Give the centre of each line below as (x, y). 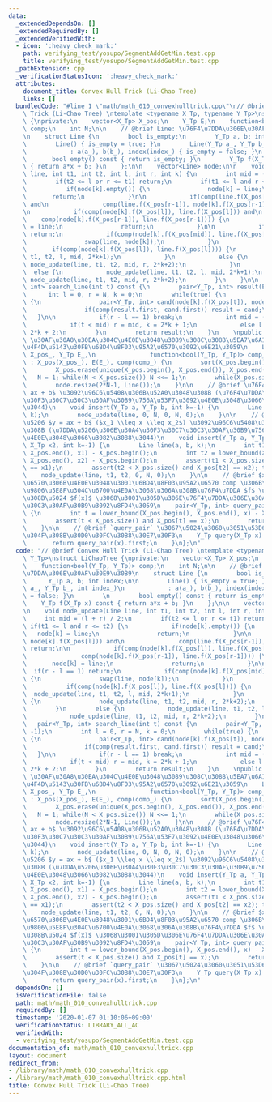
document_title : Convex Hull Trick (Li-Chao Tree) (110, 91)
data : (17, 16)
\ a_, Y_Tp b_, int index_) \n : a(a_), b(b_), (123, 588)
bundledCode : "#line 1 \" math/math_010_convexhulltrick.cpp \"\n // (130, 106)
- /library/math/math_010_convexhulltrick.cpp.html (97, 1079)
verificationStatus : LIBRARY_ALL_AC (77, 1026)
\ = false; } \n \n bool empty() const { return (130, 596)
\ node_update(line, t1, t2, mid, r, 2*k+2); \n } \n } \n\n (141, 280)
